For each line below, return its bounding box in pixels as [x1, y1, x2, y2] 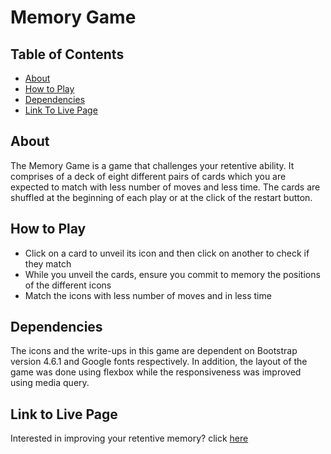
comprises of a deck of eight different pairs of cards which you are [10, 170, 287, 182]
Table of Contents [10, 46, 125, 63]
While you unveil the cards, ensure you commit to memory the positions [24, 268, 321, 280]
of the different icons [24, 279, 112, 291]
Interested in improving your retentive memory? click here [10, 432, 249, 445]
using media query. [10, 377, 90, 389]
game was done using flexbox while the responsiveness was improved [10, 366, 302, 378]
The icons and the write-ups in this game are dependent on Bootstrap [10, 345, 298, 357]
